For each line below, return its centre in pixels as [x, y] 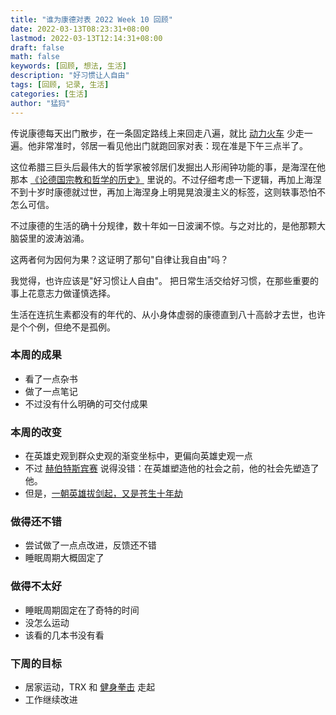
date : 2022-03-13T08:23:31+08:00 [80, 29]
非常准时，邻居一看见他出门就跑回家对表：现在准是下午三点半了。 [172, 145]
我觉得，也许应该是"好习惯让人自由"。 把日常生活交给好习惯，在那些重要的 [164, 280]
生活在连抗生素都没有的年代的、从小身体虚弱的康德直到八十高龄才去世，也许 [168, 314]
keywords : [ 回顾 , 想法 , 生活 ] [69, 66]
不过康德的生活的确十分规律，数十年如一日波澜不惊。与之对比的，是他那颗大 [168, 225]
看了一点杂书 [51, 378]
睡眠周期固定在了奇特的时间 [82, 610]
